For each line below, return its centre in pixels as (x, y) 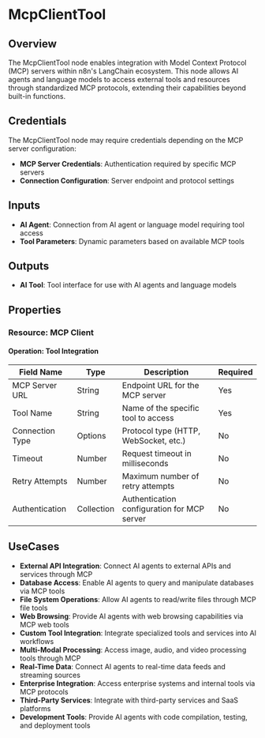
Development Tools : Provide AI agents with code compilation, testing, (134, 717)
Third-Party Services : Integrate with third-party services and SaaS (129, 700)
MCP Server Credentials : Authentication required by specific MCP (128, 164)
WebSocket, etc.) (154, 440)
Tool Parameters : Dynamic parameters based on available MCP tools (132, 241)
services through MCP (56, 574)
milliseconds (145, 463)
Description (166, 371)
